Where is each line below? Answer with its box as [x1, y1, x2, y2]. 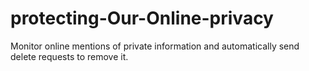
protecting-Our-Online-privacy [10, 7, 274, 30]
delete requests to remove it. [10, 50, 129, 62]
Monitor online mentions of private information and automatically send [10, 40, 300, 52]
